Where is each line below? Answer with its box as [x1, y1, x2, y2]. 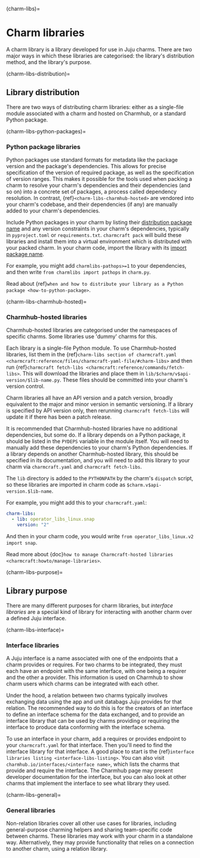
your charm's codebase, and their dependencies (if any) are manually [6, 201, 178, 208]
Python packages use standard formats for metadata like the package [6, 156, 178, 163]
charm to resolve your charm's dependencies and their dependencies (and [6, 182, 190, 189]
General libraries [6, 807, 56, 814]
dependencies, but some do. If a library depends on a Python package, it [6, 431, 186, 439]
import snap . [6, 539, 38, 546]
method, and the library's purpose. [6, 58, 92, 65]
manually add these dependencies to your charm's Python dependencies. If [6, 444, 193, 451]
